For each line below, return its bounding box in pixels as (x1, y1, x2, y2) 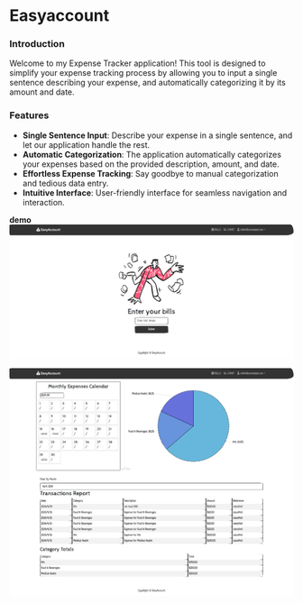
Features (9, 109, 50, 122)
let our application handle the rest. (22, 139, 151, 150)
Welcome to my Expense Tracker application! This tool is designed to (9, 58, 266, 69)
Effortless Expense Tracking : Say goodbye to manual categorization (22, 168, 279, 178)
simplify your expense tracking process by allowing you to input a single (9, 68, 278, 78)
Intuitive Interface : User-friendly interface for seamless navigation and (22, 187, 288, 198)
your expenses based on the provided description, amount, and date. (22, 159, 280, 169)
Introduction (9, 38, 65, 50)
